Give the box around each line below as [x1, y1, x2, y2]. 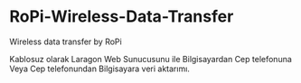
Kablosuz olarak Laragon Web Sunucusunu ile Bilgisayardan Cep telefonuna [9, 53, 292, 64]
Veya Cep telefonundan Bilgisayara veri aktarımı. [9, 63, 190, 74]
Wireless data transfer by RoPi [9, 36, 122, 47]
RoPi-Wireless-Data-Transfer [9, 6, 234, 27]
